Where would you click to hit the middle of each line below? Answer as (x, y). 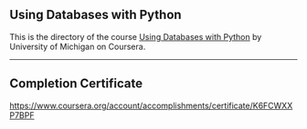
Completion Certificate (76, 84)
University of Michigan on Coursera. (78, 46)
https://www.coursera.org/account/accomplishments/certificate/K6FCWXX (151, 105)
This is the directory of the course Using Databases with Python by (136, 36)
